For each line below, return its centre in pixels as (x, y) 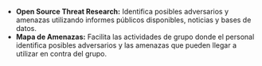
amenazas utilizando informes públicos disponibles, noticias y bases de (133, 20)
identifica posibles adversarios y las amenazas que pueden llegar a (126, 45)
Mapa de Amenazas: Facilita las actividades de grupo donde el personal (135, 37)
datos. (26, 28)
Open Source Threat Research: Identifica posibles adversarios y (122, 12)
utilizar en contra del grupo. (61, 54)
